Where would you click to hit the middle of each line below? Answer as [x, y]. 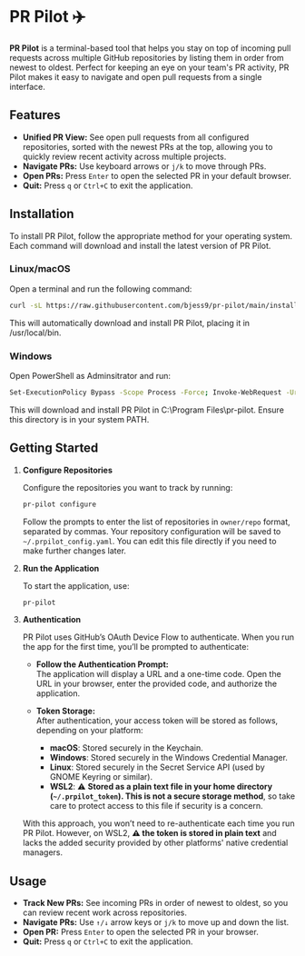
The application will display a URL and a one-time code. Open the [158, 674]
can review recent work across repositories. [105, 912]
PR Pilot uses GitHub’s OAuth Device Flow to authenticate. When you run [158, 637]
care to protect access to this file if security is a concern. [156, 806]
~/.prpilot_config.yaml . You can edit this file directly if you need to [149, 541]
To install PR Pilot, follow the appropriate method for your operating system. [151, 235]
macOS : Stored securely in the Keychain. [127, 748]
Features [35, 115]
